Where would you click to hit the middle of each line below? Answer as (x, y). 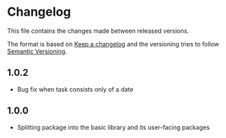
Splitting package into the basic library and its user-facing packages (113, 127)
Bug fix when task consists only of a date (75, 89)
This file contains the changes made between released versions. (98, 31)
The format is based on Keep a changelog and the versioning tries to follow (113, 44)
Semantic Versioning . (37, 51)
